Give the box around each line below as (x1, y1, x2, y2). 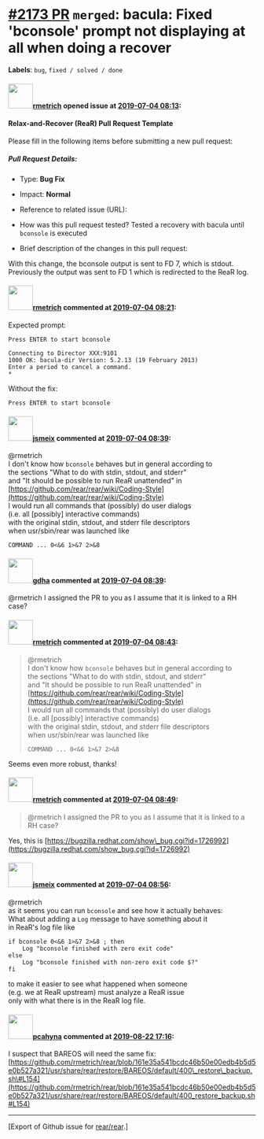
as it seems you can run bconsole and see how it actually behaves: (8, 905, 223, 915)
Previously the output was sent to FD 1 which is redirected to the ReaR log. (8, 267, 249, 276)
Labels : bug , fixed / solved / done (8, 65, 123, 74)
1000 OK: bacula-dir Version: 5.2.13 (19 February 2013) (8, 356, 199, 364)
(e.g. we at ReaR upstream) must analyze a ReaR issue (8, 987, 185, 997)
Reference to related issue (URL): (19, 205, 127, 214)
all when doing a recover (8, 39, 171, 57)
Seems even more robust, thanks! (8, 759, 117, 768)
